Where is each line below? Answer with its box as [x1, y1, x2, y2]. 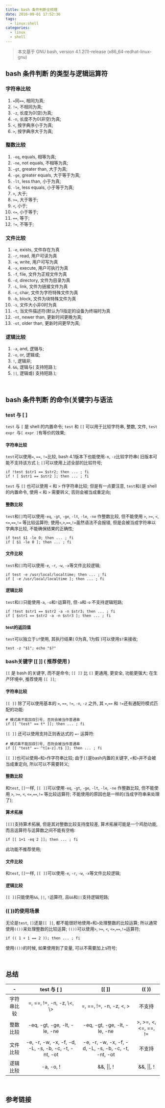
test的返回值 [5, 624, 31, 630]
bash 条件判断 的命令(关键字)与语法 [5, 395, 113, 404]
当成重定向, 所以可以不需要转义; [5, 761, 70, 767]
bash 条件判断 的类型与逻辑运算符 [5, 70, 108, 78]
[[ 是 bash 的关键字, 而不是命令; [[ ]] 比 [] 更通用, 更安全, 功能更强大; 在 [5, 670, 154, 676]
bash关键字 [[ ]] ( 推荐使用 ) [5, 658, 71, 665]
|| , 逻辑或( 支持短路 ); [12, 370, 57, 376]
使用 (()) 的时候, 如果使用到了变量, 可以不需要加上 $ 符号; [5, 945, 117, 951]
